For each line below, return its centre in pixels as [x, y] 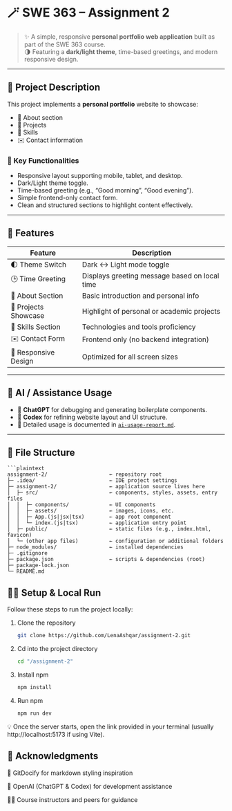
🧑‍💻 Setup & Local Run [54, 592]
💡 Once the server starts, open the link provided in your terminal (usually [110, 727]
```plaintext [26, 469]
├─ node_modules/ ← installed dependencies [96, 547]
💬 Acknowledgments [53, 756]
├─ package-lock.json [38, 565]
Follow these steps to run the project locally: [70, 609]
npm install [34, 688]
